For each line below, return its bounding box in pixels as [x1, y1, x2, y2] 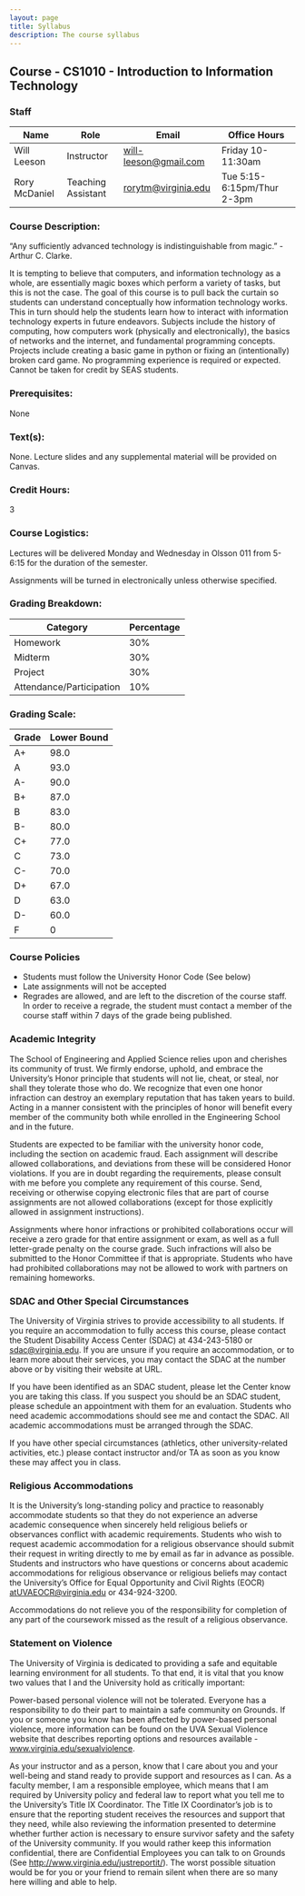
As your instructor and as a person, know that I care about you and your [9, 1760, 279, 1772]
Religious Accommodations [9, 1479, 133, 1492]
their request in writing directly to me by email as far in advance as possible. [9, 1548, 295, 1559]
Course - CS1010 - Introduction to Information [9, 64, 274, 79]
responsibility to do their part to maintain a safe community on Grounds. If [9, 1704, 286, 1715]
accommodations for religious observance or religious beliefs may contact [9, 1568, 288, 1579]
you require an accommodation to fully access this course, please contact [9, 1325, 287, 1336]
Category [46, 620, 88, 633]
